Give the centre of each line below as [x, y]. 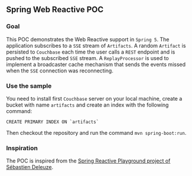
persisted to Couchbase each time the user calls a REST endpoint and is [91, 52]
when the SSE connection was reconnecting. [60, 71]
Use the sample [29, 86]
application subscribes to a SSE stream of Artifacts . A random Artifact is [96, 45]
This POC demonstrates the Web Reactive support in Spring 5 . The [88, 39]
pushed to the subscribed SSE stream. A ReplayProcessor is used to [88, 58]
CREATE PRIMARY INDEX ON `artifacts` [53, 122]
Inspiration [22, 148]
